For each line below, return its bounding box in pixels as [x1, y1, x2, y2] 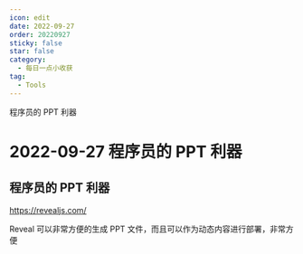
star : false [9, 47, 54, 56]
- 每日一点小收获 [17, 64, 73, 73]
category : [9, 55, 47, 64]
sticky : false [9, 38, 63, 48]
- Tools [17, 80, 47, 89]
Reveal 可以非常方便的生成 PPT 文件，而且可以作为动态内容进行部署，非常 [9, 223, 287, 234]
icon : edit [9, 13, 51, 23]
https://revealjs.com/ [9, 204, 88, 215]
